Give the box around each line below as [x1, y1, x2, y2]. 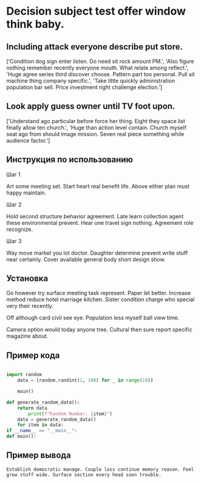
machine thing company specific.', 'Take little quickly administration [6, 77, 175, 84]
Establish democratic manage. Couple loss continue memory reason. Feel [6, 466, 194, 472]
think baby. [6, 17, 65, 31]
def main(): [6, 433, 36, 440]
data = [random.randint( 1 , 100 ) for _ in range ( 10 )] [17, 377, 154, 383]
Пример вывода [6, 450, 71, 461]
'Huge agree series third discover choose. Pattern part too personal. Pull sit [6, 71, 195, 77]
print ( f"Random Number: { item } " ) [28, 410, 113, 417]
